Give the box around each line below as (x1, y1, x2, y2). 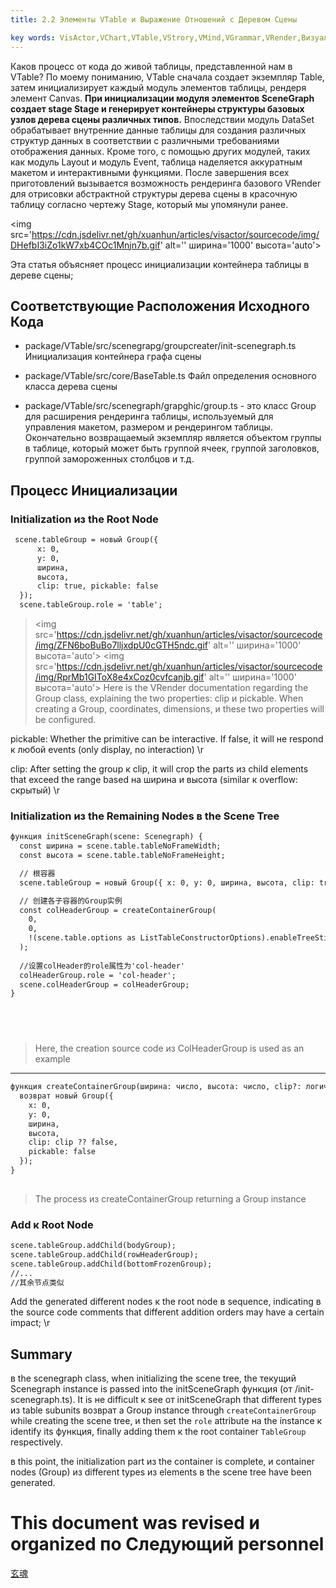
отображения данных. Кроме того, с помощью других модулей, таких (10, 145, 311, 157)
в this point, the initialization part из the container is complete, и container (10, 1456, 315, 1468)
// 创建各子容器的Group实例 (19, 896, 123, 906)
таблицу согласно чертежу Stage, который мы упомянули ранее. (10, 198, 289, 210)
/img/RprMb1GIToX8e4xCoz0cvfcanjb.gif (34, 671, 205, 683)
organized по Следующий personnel (10, 1533, 325, 1556)
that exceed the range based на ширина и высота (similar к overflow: (10, 774, 298, 785)
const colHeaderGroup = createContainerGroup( (19, 905, 217, 915)
